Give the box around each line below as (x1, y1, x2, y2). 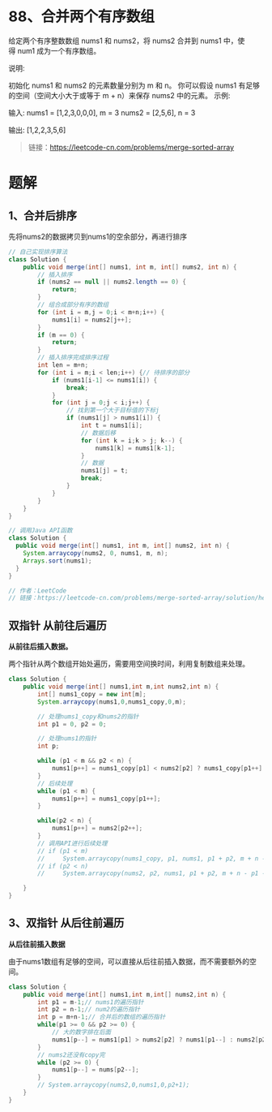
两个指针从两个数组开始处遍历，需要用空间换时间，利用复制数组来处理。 (8, 659, 249, 669)
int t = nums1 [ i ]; (80, 421, 143, 430)
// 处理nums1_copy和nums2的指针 (37, 712, 139, 721)
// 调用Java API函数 (8, 527, 73, 535)
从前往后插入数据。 (8, 642, 73, 652)
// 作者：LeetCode (8, 586, 67, 595)
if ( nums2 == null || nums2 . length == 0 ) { (37, 278, 186, 287)
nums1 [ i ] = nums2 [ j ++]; (51, 316, 132, 324)
